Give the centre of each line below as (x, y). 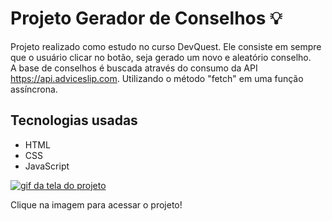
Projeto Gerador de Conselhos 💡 (146, 18)
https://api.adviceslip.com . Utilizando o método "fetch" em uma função (157, 78)
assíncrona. (34, 89)
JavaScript (47, 166)
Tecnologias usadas (74, 120)
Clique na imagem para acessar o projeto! (96, 204)
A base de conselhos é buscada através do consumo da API (134, 68)
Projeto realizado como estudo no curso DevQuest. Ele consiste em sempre (166, 46)
